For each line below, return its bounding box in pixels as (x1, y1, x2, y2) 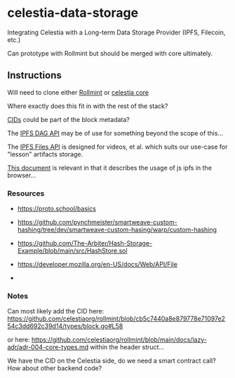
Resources (7, 188, 45, 198)
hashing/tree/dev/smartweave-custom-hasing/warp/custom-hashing (17, 226, 217, 234)
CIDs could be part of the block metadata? (7, 115, 130, 123)
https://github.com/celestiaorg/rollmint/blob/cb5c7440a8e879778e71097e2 (7, 314, 226, 323)
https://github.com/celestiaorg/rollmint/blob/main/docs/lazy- (31, 335, 207, 344)
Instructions (7, 69, 62, 81)
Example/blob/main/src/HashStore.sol (17, 247, 128, 255)
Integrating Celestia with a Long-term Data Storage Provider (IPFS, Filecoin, (7, 28, 226, 36)
